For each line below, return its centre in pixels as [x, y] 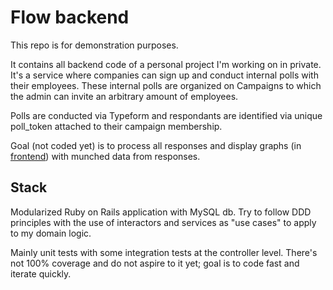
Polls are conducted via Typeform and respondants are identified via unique [166, 115]
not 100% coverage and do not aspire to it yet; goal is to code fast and [155, 263]
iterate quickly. [41, 273]
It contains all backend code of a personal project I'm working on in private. [166, 64]
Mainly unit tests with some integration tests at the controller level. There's [164, 252]
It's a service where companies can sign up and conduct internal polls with [164, 75]
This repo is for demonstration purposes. [94, 45]
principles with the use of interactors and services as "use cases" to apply [163, 222]
